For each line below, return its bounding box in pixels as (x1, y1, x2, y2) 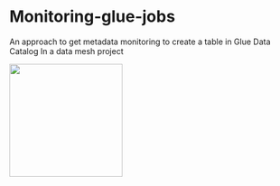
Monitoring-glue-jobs (9, 6, 176, 27)
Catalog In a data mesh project (9, 45, 124, 56)
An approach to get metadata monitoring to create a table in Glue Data (9, 36, 271, 47)
